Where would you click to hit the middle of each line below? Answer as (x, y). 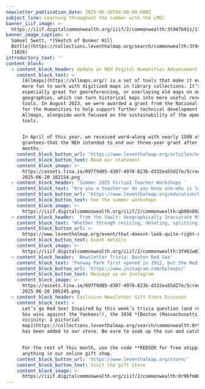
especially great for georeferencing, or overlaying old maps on (107, 92)
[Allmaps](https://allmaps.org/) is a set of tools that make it (107, 81)
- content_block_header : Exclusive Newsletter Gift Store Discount (99, 297)
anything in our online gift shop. (67, 353)
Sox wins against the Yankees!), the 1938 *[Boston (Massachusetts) (111, 314)
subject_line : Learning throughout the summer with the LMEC (85, 18)
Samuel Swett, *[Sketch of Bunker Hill (62, 41)
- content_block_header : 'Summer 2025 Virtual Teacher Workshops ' (99, 183)
